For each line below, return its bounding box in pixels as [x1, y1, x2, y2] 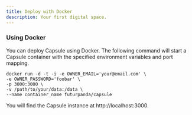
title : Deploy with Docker [6, 8, 73, 15]
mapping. [6, 60, 30, 67]
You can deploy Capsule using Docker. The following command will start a [6, 47, 187, 54]
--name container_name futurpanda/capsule [6, 91, 112, 97]
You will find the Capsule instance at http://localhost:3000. [6, 101, 149, 109]
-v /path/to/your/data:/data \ [6, 86, 83, 92]
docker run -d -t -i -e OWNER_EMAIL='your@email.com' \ [6, 71, 147, 77]
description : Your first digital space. [6, 14, 108, 20]
